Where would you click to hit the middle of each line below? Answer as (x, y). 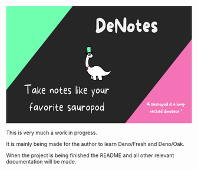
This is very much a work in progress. (52, 132)
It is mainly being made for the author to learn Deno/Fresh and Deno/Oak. (95, 144)
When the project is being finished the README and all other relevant (90, 155)
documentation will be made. (41, 161)
